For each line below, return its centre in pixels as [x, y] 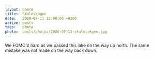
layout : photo [19, 9]
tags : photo [19, 27]
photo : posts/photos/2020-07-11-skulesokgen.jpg [56, 32]
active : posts [19, 23]
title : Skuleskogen [26, 14]
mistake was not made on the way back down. [51, 50]
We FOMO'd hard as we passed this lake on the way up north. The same [77, 45]
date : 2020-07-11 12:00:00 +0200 [41, 18]
